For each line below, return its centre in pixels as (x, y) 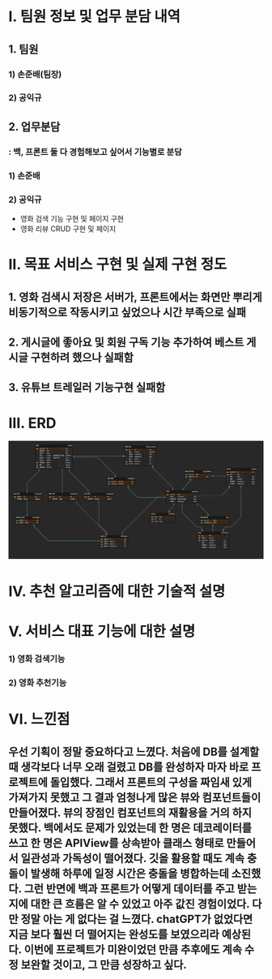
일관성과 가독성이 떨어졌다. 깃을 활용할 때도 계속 (133, 858)
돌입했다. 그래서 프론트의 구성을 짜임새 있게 (151, 782)
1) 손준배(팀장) (35, 74)
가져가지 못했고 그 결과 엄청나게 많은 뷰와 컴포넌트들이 (135, 797)
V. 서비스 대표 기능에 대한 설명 (102, 631)
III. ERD (32, 423)
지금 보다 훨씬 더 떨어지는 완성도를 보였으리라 (114, 934)
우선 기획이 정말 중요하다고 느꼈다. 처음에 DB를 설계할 (134, 751)
